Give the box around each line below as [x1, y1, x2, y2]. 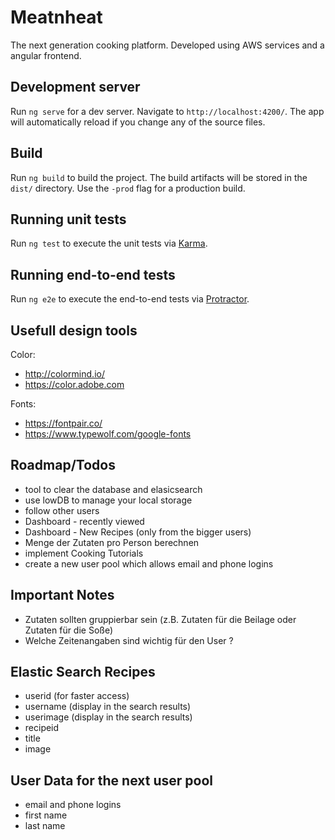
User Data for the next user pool [10, 772, 213, 789]
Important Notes [10, 587, 115, 604]
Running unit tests [10, 211, 127, 228]
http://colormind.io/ [24, 368, 105, 380]
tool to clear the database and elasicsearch [24, 483, 203, 495]
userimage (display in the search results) [24, 711, 193, 723]
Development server [10, 79, 141, 96]
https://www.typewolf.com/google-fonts [24, 428, 192, 440]
